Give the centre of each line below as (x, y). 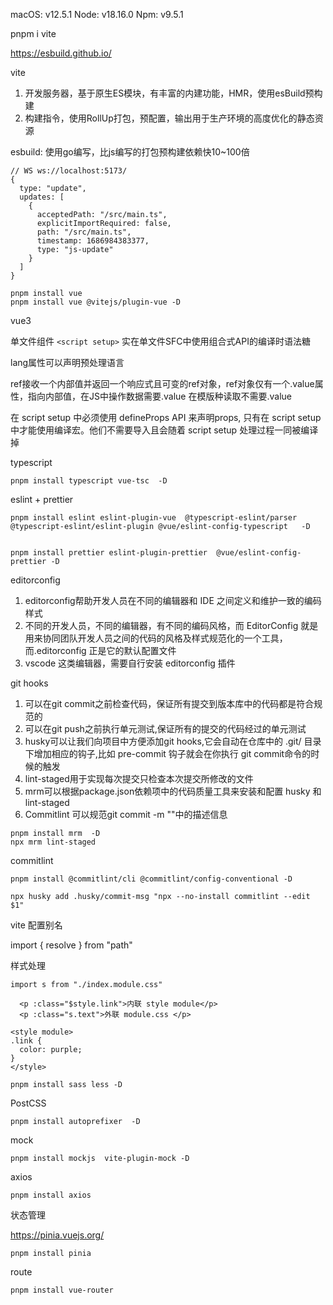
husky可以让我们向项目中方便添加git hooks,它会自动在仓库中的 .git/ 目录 (173, 741)
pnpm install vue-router (62, 1290)
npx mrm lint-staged (53, 842)
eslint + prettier (42, 499)
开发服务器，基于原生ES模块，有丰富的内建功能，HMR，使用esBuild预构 (173, 93)
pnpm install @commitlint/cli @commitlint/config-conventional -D (151, 879)
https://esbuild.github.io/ (61, 53)
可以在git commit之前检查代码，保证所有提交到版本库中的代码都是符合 (169, 703)
